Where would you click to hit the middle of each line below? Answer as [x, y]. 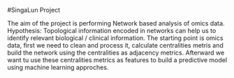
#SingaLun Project [34, 10]
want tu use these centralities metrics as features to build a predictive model [117, 60]
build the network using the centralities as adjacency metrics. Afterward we [116, 52]
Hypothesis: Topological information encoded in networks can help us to [112, 31]
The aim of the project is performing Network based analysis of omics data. [116, 23]
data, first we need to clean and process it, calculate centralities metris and [115, 45]
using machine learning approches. [58, 67]
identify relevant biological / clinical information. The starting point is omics [115, 38]
